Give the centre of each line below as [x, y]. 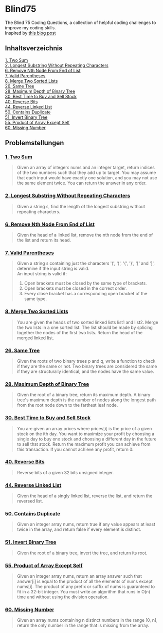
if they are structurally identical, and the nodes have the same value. [85, 371]
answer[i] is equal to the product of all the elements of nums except [85, 581]
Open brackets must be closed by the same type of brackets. [85, 283]
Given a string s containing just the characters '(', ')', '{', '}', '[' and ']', [86, 263]
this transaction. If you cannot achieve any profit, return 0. [75, 449]
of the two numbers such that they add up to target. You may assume [86, 173]
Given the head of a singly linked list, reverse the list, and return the [85, 496]
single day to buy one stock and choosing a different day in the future [87, 439]
